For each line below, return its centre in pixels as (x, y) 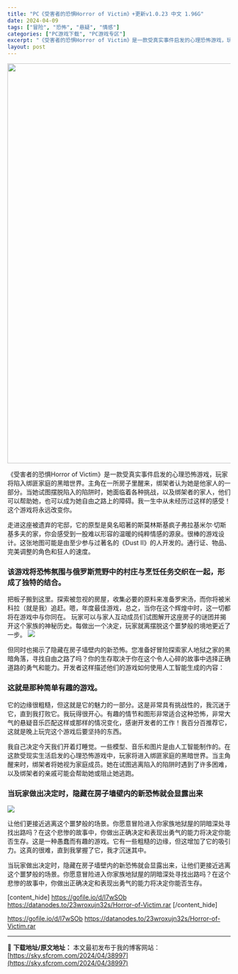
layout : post (27, 47)
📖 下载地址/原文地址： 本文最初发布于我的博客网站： (84, 947)
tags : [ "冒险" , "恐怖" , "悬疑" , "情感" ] (63, 27)
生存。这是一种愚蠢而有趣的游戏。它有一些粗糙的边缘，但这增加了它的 (115, 841)
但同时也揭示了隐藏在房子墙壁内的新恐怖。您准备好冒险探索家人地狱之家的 (116, 650)
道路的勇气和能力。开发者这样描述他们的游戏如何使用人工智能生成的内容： (116, 668)
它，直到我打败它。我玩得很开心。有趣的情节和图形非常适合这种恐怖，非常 (116, 713)
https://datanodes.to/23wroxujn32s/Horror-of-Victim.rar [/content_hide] (113, 904)
